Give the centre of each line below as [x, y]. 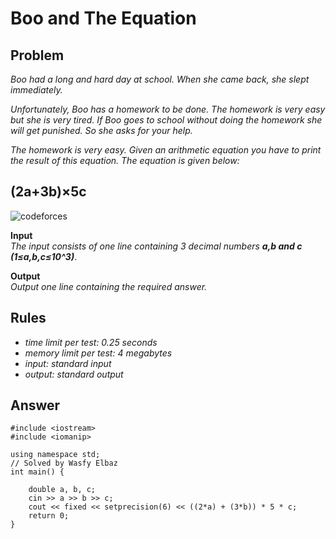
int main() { [37, 472]
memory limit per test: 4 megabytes [98, 353]
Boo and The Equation [103, 18]
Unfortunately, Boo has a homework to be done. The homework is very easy [168, 109]
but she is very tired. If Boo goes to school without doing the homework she [166, 120]
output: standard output [74, 374]
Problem [37, 55]
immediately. [36, 90]
